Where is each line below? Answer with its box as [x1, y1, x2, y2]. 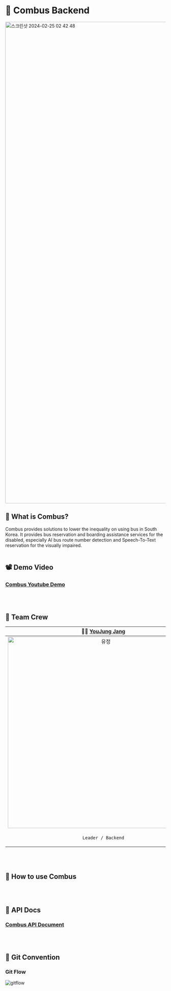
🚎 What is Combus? [5, 513, 69, 521]
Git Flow [5, 969, 26, 976]
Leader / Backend [82, 835, 125, 841]
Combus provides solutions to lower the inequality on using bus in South [5, 526, 157, 532]
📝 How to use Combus [5, 872, 77, 881]
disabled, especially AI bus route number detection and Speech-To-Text [5, 537, 156, 543]
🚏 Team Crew [5, 613, 48, 621]
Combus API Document [5, 921, 65, 928]
